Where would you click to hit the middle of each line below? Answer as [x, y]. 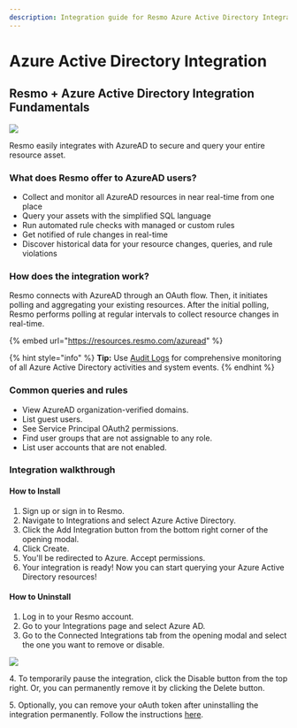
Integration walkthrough [62, 470]
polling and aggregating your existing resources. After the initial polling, [139, 305]
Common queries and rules [69, 390]
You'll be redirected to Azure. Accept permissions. [114, 557]
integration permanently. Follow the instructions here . [107, 714]
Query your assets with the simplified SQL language [117, 215]
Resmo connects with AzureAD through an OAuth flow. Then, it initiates [138, 295]
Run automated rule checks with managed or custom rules [128, 225]
